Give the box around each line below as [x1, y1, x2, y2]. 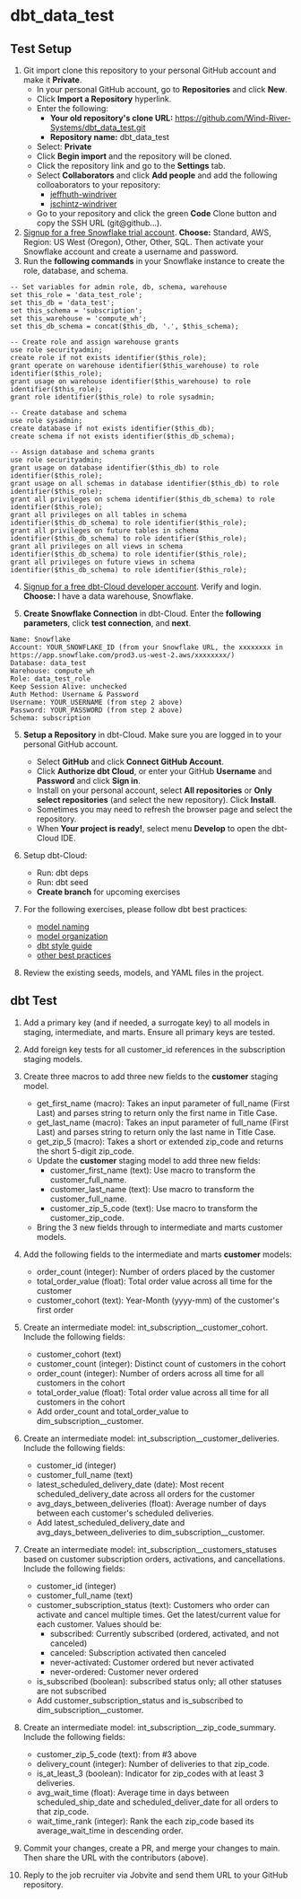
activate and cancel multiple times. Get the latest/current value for [36, 1609, 281, 1620]
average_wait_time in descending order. [36, 1824, 184, 1836]
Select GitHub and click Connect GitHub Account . [36, 756, 225, 767]
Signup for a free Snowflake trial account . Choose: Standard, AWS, [22, 227, 271, 238]
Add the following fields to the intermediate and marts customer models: [22, 1249, 292, 1260]
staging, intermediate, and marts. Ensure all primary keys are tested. [22, 1026, 276, 1037]
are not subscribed [36, 1685, 107, 1696]
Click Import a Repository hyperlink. [36, 93, 172, 104]
